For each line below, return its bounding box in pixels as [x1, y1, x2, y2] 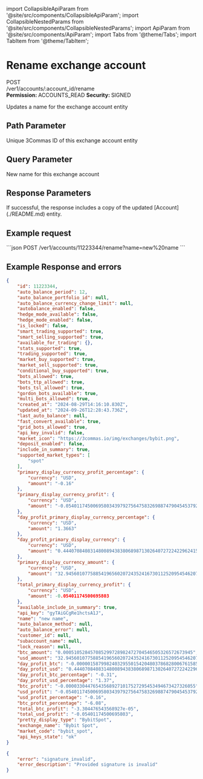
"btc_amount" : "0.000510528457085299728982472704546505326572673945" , [17, 649, 199, 655]
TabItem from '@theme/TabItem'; [6, 38, 89, 44]
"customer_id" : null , [17, 632, 71, 638]
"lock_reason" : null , [17, 643, 71, 650]
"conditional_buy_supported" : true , [17, 368, 110, 374]
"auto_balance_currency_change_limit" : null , [17, 300, 134, 307]
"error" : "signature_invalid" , [17, 756, 96, 762]
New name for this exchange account [6, 170, 100, 177]
